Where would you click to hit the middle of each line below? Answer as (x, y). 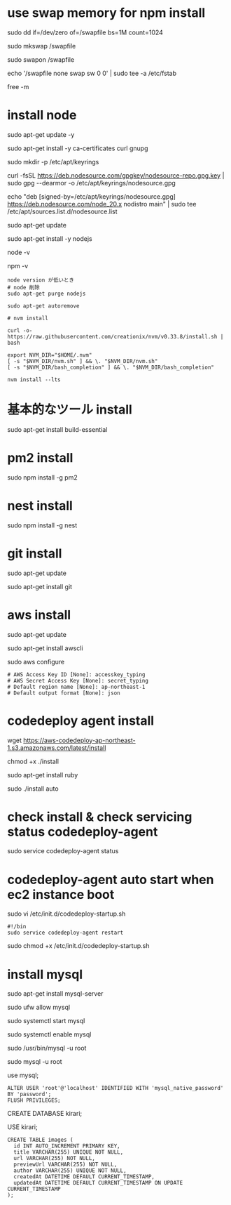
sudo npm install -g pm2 (43, 477)
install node (42, 116)
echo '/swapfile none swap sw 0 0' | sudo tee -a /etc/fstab (92, 73)
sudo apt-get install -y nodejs (50, 238)
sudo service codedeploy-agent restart (65, 933)
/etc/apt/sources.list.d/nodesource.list (62, 211)
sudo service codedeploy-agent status (63, 851)
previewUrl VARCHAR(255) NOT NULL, (65, 1165)
